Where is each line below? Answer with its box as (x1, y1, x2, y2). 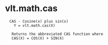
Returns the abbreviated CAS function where (11, 31, 104, 36)
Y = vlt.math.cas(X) (14, 23, 55, 28)
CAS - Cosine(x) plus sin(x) (9, 19, 69, 24)
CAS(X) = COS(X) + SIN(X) (11, 36, 64, 41)
